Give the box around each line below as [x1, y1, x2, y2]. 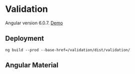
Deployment [5, 34, 44, 43]
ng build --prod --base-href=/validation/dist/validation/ [5, 47, 131, 53]
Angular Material [5, 61, 59, 70]
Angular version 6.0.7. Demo [5, 20, 63, 26]
